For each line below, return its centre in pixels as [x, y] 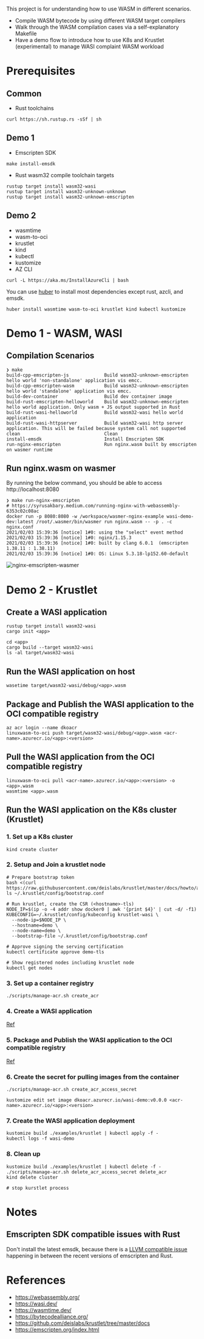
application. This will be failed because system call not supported [96, 428]
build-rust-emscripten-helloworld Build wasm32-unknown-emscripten [97, 401]
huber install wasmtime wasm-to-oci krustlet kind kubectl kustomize [96, 309]
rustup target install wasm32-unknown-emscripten [70, 197]
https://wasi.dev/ [36, 1304]
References [36, 1280]
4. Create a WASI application [49, 1011]
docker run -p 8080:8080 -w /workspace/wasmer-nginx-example [85, 517]
